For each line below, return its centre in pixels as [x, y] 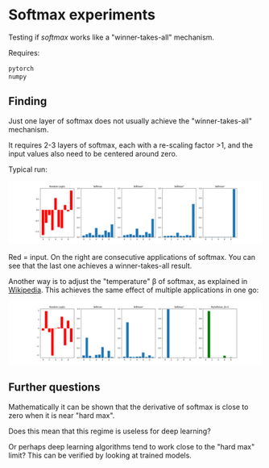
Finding [28, 101]
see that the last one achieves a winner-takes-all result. [100, 265]
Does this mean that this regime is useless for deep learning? [110, 431]
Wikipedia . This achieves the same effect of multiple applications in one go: [134, 290]
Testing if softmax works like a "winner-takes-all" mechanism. [112, 37]
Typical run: [28, 169]
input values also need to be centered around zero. [93, 153]
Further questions [54, 388]
